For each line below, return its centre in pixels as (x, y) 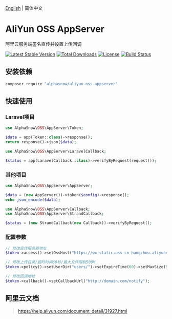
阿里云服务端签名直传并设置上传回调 (44, 44)
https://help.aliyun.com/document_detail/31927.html (72, 311)
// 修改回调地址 (20, 276)
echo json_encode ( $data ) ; (33, 200)
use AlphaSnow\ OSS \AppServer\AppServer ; (49, 185)
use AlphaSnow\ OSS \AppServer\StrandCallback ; (55, 214)
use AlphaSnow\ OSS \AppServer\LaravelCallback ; (56, 151)
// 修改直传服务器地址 (26, 248)
